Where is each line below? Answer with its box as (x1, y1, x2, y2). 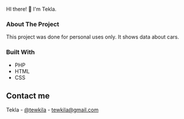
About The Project (6, 20, 60, 28)
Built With (6, 48, 35, 56)
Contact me (6, 91, 50, 101)
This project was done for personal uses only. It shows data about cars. (6, 33, 179, 40)
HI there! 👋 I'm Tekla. (6, 6, 57, 12)
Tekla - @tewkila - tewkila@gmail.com (6, 106, 99, 114)
